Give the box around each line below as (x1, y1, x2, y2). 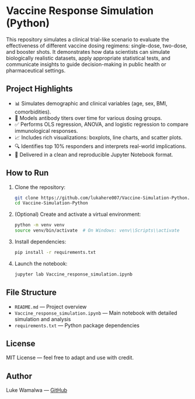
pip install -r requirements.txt (14, 250, 96, 256)
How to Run (6, 168, 49, 178)
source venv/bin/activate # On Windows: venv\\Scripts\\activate (14, 228, 180, 233)
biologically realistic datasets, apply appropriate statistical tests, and (6, 54, 170, 61)
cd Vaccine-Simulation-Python (14, 200, 89, 206)
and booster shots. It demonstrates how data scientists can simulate (6, 48, 170, 55)
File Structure (6, 288, 57, 298)
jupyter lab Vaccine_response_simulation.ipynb (14, 271, 133, 277)
